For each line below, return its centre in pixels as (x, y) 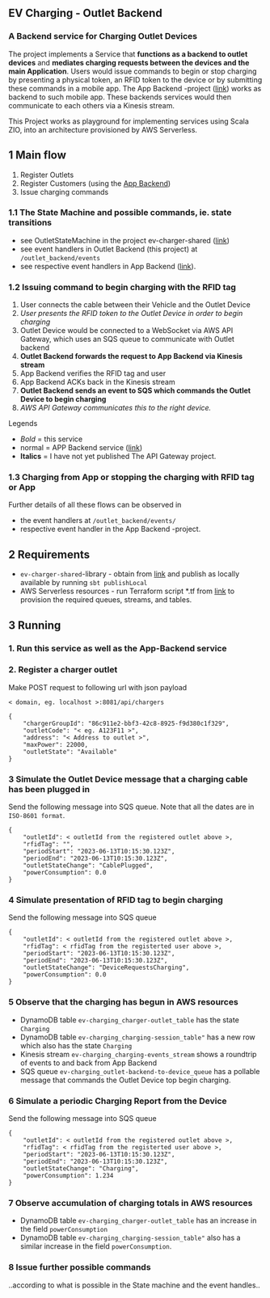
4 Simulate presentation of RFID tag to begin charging (116, 900)
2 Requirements (49, 554)
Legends (23, 424)
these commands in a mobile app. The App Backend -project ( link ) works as (135, 88)
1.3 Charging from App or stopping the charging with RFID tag (131, 478)
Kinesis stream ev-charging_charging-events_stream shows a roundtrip (138, 1054)
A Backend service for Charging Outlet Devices (103, 36)
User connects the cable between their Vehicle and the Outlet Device (135, 305)
